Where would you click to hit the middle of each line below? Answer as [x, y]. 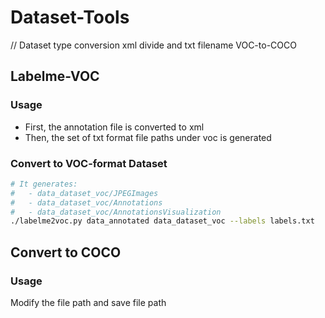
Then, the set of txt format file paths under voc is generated [148, 137]
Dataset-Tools [70, 17]
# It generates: [44, 184]
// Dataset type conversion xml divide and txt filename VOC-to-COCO [153, 45]
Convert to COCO [66, 252]
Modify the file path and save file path [88, 302]
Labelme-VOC [55, 76]
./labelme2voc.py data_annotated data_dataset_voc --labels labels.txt [162, 221]
